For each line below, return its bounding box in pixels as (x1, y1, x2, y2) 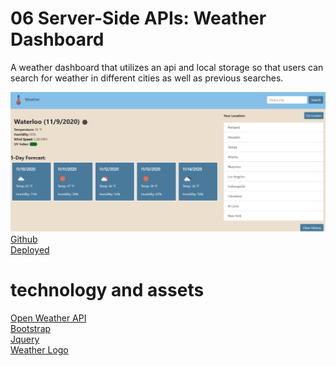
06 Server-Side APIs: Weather (10, 7, 267, 30)
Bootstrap (10, 322, 52, 334)
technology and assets (10, 279, 205, 302)
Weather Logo (10, 343, 69, 356)
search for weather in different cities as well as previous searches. (10, 72, 284, 84)
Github (10, 233, 38, 245)
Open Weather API (10, 312, 87, 324)
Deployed (10, 243, 50, 256)
